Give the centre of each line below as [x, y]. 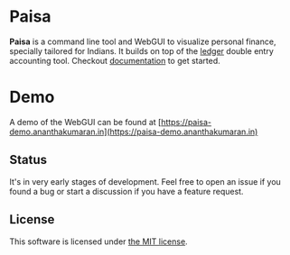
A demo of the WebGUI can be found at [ [85, 122]
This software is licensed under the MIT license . [98, 241]
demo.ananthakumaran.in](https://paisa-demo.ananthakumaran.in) [134, 132]
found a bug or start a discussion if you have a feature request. [126, 191]
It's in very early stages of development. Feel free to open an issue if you [145, 181]
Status [28, 160]
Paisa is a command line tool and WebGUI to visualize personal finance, [143, 41]
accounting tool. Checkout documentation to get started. [115, 60]
